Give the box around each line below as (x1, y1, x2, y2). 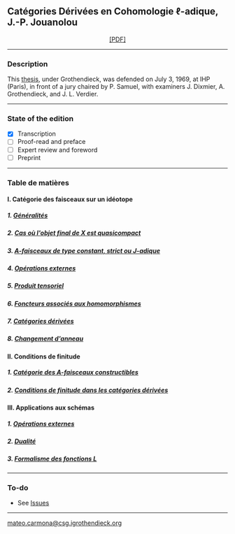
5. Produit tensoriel (7, 282, 64, 290)
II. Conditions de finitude (7, 352, 80, 361)
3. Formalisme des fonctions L (7, 454, 97, 463)
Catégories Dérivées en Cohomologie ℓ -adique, (7, 6, 219, 17)
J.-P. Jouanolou (7, 17, 78, 29)
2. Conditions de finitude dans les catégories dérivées (7, 386, 169, 394)
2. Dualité (7, 437, 36, 446)
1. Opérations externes (7, 419, 75, 428)
